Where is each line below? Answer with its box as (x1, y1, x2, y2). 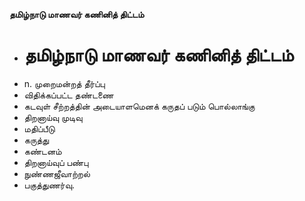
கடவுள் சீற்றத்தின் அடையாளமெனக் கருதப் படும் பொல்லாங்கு (23, 100, 256, 112)
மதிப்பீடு (23, 122, 56, 134)
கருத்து (23, 134, 50, 146)
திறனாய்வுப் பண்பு (23, 156, 89, 168)
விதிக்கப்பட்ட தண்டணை (23, 89, 114, 101)
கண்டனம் (23, 145, 62, 157)
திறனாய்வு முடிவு (23, 111, 83, 123)
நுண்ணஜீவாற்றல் (23, 167, 91, 179)
